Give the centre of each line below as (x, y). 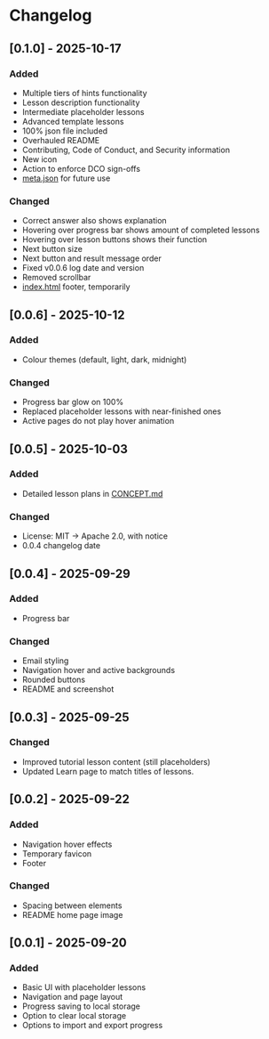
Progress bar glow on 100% (73, 402)
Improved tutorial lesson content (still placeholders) (116, 761)
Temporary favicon (57, 853)
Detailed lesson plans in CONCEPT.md (92, 493)
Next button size (52, 249)
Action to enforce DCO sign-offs (81, 168)
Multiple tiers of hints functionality (85, 93)
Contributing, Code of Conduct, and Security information (126, 150)
